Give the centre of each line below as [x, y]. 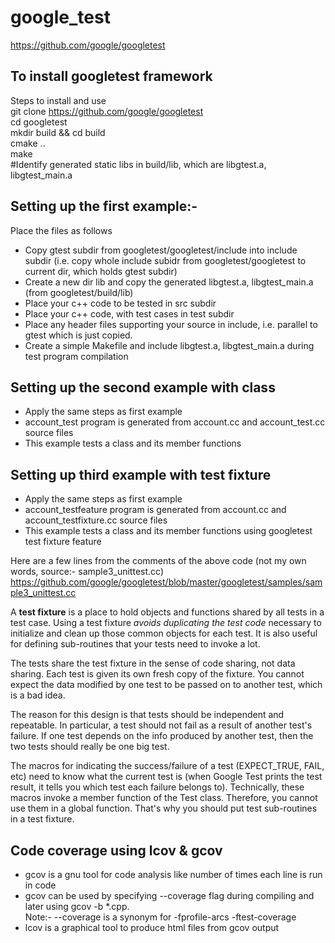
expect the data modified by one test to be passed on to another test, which [166, 685]
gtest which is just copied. [78, 335]
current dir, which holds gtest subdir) [101, 271]
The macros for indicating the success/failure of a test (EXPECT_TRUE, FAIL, [167, 766]
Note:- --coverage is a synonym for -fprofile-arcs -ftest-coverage [160, 917]
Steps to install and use [58, 100]
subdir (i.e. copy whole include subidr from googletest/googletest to [165, 260]
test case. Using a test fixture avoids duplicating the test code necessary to [166, 623]
